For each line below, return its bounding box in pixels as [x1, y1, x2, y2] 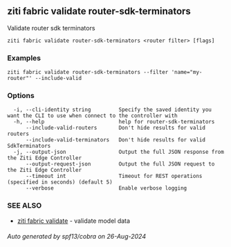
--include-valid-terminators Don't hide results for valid [25, 137, 206, 144]
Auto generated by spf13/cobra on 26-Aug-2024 [7, 233, 147, 241]
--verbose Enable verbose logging [25, 185, 187, 192]
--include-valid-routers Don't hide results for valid [25, 124, 206, 132]
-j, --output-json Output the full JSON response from [13, 148, 225, 156]
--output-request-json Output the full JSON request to [25, 161, 215, 168]
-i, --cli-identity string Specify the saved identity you [13, 106, 212, 113]
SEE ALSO [7, 201, 42, 210]
